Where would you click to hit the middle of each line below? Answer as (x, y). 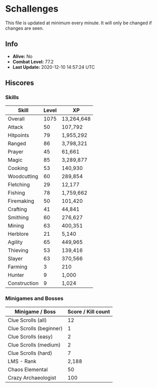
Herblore (18, 234)
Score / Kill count (89, 312)
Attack (16, 127)
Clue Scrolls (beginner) (35, 328)
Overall (16, 119)
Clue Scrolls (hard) (30, 353)
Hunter (16, 275)
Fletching (19, 185)
